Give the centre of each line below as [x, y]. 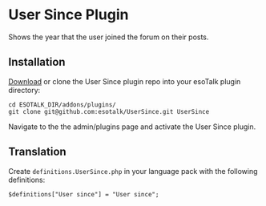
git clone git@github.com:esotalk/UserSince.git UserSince [109, 111]
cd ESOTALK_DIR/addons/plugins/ [62, 105]
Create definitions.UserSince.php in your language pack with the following [133, 171]
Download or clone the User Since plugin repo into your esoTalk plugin [125, 81]
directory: [24, 90]
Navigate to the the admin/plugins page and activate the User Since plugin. [132, 127]
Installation [37, 62]
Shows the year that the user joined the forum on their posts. [109, 37]
